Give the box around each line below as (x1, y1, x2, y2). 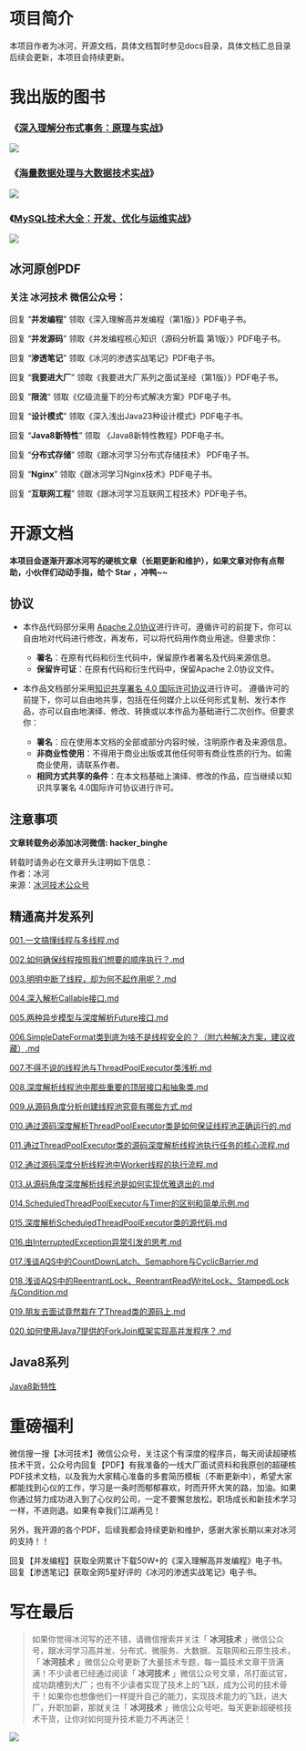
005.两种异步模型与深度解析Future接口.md (9, 1013, 168, 1024)
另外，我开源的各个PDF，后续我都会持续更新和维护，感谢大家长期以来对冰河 (9, 1524, 297, 1535)
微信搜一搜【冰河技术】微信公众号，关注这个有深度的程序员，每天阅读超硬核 (9, 1447, 297, 1458)
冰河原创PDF (9, 262, 82, 277)
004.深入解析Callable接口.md (9, 993, 119, 1004)
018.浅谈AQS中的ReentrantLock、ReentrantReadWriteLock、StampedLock (9, 1275, 290, 1286)
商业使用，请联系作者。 (36, 759, 125, 770)
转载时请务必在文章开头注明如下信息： (9, 857, 153, 868)
